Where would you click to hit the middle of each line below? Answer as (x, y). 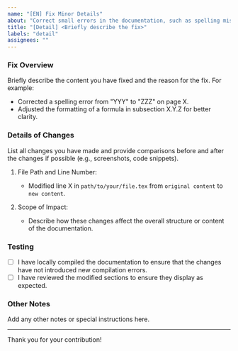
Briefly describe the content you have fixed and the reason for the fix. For (114, 80)
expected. (32, 286)
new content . (47, 193)
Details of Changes (41, 135)
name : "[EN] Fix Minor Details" (55, 14)
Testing (21, 247)
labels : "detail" (33, 34)
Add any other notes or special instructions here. (79, 319)
